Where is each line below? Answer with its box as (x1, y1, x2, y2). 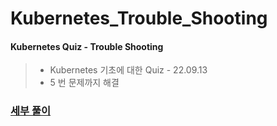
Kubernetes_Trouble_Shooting (10, 7, 268, 30)
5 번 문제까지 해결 (49, 77, 120, 89)
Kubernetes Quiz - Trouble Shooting (10, 40, 164, 52)
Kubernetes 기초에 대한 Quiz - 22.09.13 (49, 64, 208, 76)
